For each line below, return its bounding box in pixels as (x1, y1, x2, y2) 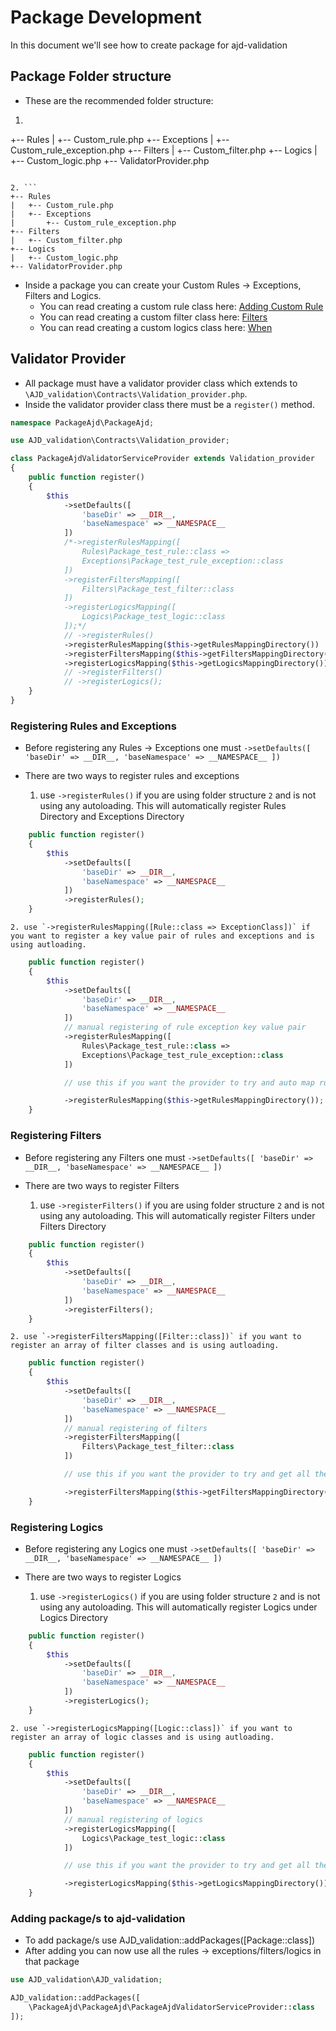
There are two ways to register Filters (24, 1179, 180, 1191)
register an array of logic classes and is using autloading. (10, 1732, 275, 1742)
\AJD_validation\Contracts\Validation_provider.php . (24, 387, 248, 400)
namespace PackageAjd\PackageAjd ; (10, 417, 155, 428)
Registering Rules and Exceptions (10, 719, 177, 733)
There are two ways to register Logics (24, 1571, 182, 1583)
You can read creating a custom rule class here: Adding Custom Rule (39, 300, 324, 312)
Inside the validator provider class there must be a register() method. (24, 398, 315, 410)
